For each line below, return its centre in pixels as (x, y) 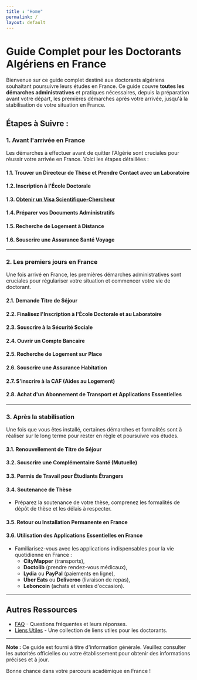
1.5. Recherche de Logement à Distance (55, 226)
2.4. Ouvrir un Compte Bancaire (45, 341)
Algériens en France (56, 64)
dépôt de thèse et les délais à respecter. (63, 509)
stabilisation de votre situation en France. (56, 105)
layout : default (26, 22)
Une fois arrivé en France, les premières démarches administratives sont (94, 275)
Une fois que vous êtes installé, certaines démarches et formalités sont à (94, 430)
